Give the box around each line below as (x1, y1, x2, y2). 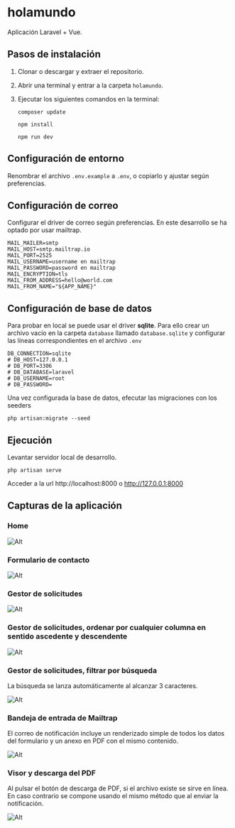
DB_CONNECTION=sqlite (7, 350, 72, 357)
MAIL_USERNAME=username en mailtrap (7, 258, 116, 266)
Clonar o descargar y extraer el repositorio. (17, 67, 144, 75)
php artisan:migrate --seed (7, 415, 91, 423)
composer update (17, 108, 66, 116)
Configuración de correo (7, 200, 119, 212)
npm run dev (17, 133, 53, 141)
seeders (7, 401, 32, 410)
